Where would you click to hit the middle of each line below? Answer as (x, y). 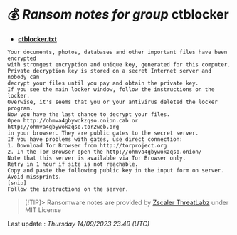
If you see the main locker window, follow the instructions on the (111, 89)
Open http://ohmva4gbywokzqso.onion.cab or (73, 120)
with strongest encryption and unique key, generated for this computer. (119, 64)
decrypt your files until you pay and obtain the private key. (103, 83)
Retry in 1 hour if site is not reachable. (73, 164)
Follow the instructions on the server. (68, 189)
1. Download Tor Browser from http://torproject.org (87, 145)
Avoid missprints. (35, 177)
